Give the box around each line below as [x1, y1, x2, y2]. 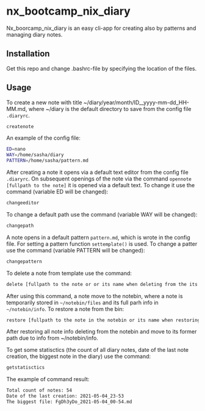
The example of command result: [6, 376, 90, 383]
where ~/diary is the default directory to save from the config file [28, 105, 192, 112]
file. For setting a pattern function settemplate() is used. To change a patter [6, 240, 198, 248]
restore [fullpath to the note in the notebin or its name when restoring [6, 317, 201, 323]
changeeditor [6, 200, 40, 206]
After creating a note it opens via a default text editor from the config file [6, 169, 189, 176]
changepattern [6, 258, 43, 265]
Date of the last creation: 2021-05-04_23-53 [6, 393, 124, 399]
